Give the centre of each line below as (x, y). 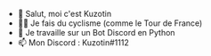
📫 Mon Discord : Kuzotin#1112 (73, 43)
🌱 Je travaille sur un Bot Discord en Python (96, 32)
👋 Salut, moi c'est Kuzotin (65, 14)
